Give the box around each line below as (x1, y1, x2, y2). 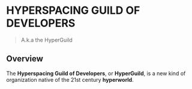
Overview (6, 54, 44, 64)
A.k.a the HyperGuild (20, 36, 73, 43)
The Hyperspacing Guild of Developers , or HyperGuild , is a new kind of (6, 70, 186, 77)
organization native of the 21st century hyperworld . (6, 76, 134, 83)
